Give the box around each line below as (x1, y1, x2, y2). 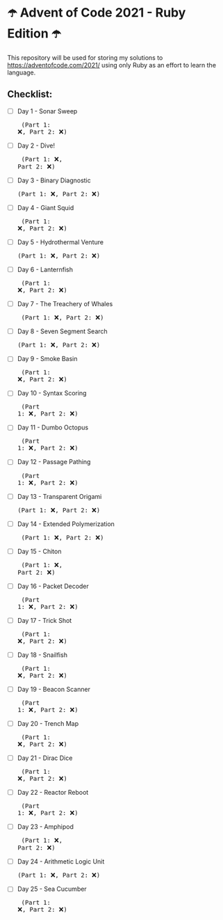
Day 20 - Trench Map (17, 719, 79, 727)
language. (7, 68, 36, 77)
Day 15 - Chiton (17, 547, 62, 555)
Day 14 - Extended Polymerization (17, 519, 115, 528)
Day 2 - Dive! (17, 141, 56, 150)
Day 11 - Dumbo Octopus (17, 423, 89, 431)
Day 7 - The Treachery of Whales (17, 300, 113, 308)
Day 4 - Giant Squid (17, 203, 74, 212)
